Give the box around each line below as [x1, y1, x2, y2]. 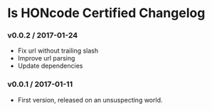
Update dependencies [17, 62, 83, 70]
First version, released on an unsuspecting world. [17, 95, 163, 104]
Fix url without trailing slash [17, 46, 99, 55]
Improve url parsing [17, 54, 75, 63]
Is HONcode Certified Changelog [7, 5, 206, 21]
